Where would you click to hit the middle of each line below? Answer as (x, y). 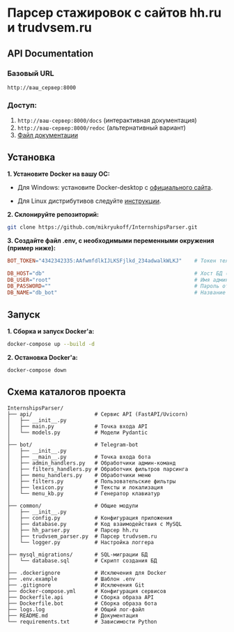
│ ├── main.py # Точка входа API (78, 426)
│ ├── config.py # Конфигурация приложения (90, 518)
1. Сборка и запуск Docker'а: (51, 331)
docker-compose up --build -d (51, 344)
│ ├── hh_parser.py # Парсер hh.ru (73, 530)
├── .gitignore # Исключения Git (76, 585)
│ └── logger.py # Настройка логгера (81, 542)
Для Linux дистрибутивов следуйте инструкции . (89, 201)
